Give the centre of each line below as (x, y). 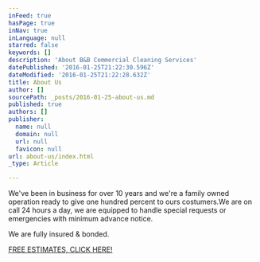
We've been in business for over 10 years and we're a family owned (118, 194)
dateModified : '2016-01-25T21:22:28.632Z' (80, 75)
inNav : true (28, 30)
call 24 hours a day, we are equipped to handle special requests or (117, 210)
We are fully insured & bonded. (59, 234)
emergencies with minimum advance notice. (81, 219)
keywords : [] (30, 53)
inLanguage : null (37, 38)
